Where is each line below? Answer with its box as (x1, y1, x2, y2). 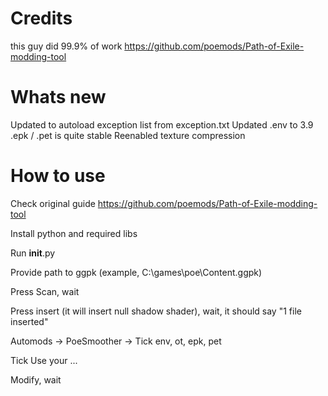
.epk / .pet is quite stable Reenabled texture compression (10, 129, 246, 141)
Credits (10, 7, 73, 30)
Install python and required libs (10, 227, 138, 239)
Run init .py (10, 247, 56, 259)
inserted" (10, 315, 49, 327)
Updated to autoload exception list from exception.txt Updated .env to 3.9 (10, 118, 314, 131)
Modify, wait (10, 373, 62, 386)
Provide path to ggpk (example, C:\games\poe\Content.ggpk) (10, 266, 263, 278)
